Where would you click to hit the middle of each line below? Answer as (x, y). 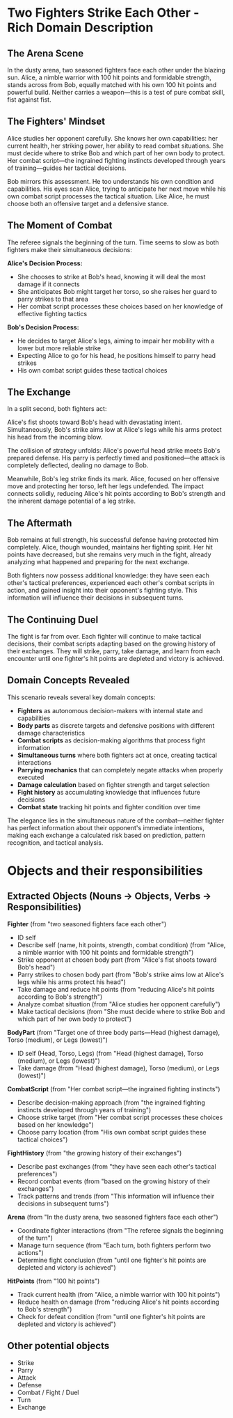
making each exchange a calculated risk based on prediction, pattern (106, 835)
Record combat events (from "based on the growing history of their (114, 1181)
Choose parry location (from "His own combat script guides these (112, 1132)
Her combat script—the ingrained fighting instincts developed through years (116, 160)
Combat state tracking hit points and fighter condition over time (109, 807)
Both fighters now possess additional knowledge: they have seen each (109, 575)
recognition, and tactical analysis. (55, 842)
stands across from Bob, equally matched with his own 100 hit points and (112, 85)
